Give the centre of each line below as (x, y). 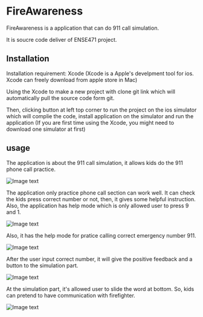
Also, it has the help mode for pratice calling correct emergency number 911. (101, 235)
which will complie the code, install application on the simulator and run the (100, 116)
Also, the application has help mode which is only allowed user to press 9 (98, 205)
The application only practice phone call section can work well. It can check (101, 193)
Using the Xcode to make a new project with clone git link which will (91, 92)
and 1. (14, 212)
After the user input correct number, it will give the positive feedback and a (99, 259)
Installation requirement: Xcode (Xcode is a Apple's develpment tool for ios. (100, 73)
